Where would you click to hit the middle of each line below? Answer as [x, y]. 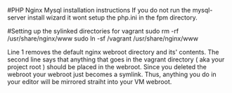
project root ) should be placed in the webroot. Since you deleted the [107, 67]
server [17, 17]
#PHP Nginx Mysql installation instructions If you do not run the [99, 10]
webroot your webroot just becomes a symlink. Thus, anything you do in [112, 74]
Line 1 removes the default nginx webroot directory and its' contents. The [113, 52]
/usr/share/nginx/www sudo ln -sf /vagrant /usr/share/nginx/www [103, 38]
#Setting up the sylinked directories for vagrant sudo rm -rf [93, 31]
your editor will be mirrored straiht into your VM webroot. [90, 82]
